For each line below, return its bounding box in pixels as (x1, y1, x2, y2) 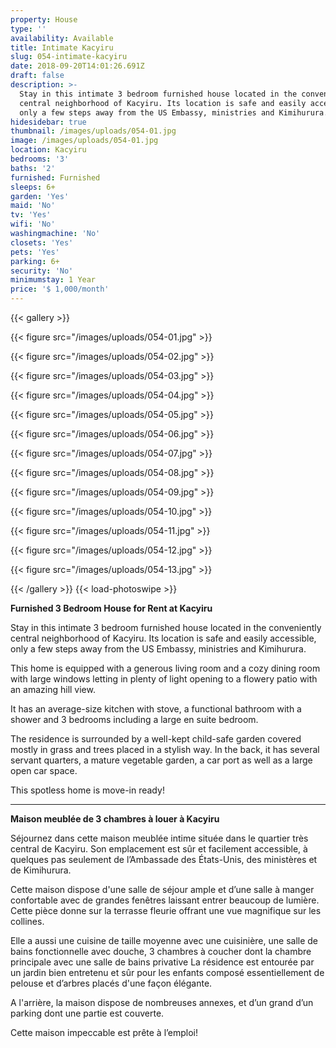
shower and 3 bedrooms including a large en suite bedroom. (10, 714, 259, 725)
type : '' (10, 24, 47, 34)
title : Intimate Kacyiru (10, 42, 114, 53)
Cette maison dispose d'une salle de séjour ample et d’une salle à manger (10, 884, 315, 895)
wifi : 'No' (10, 219, 56, 230)
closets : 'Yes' (10, 237, 74, 248)
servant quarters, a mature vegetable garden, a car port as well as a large (10, 754, 313, 766)
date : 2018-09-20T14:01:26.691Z (10, 61, 145, 71)
